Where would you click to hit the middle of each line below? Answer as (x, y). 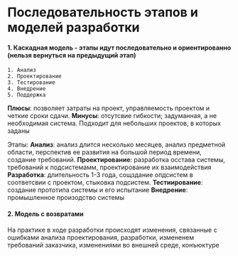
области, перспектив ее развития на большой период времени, (105, 152)
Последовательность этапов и (103, 12)
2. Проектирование (34, 76)
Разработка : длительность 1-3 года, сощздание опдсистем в (100, 175)
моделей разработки (74, 27)
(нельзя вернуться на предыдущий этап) (72, 55)
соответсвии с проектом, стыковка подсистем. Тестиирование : (105, 183)
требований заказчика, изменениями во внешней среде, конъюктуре (113, 245)
